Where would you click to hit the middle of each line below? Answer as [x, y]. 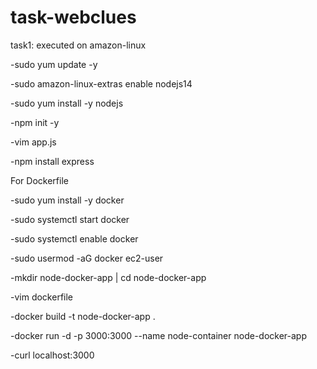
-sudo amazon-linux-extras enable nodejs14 [101, 83]
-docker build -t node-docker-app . [83, 316]
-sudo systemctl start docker [70, 219]
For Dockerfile [39, 180]
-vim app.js [33, 142]
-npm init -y [35, 122]
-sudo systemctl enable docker [74, 238]
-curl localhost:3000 [52, 355]
